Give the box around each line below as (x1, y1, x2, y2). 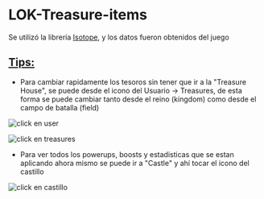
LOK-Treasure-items (8, 6, 147, 24)
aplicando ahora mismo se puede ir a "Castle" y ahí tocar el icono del (19, 158, 250, 168)
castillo (19, 167, 44, 176)
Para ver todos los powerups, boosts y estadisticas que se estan (19, 149, 235, 159)
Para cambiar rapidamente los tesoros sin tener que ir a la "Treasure (19, 77, 247, 86)
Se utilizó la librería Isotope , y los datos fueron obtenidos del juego (8, 32, 229, 42)
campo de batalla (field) (19, 102, 100, 112)
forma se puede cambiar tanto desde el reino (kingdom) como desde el (19, 94, 257, 104)
